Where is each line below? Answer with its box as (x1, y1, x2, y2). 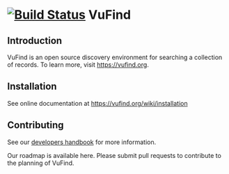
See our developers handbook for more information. (7, 138, 157, 146)
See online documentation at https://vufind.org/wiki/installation (7, 99, 188, 107)
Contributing (7, 119, 64, 132)
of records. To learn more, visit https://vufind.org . (7, 61, 150, 69)
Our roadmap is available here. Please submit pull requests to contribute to (7, 151, 221, 159)
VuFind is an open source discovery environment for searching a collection (7, 53, 223, 61)
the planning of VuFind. (7, 159, 74, 167)
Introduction (7, 35, 63, 47)
